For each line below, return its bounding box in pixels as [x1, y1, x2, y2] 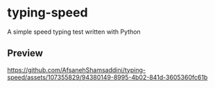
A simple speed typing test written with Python [7, 27, 141, 36]
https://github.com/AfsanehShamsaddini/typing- [7, 65, 146, 74]
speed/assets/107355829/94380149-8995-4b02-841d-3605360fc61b [7, 73, 208, 81]
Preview [7, 47, 44, 59]
